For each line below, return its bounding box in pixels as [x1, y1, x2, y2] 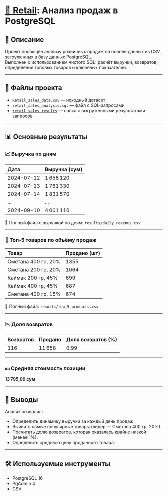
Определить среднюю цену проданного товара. [12, 440, 115, 446]
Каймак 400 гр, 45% [7, 282, 58, 289]
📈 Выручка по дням [5, 150, 57, 157]
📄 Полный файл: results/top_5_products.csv [5, 303, 99, 309]
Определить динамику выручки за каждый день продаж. [12, 418, 135, 424]
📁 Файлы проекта [5, 84, 62, 92]
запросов [12, 113, 33, 119]
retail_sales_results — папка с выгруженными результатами [12, 107, 146, 113]
